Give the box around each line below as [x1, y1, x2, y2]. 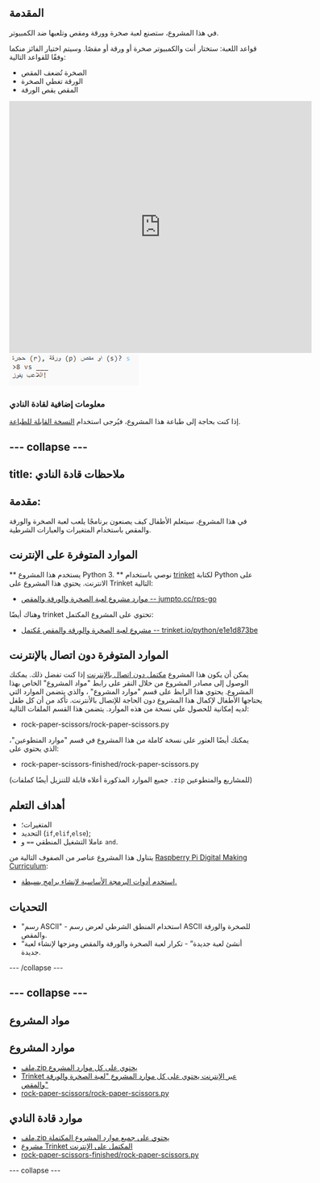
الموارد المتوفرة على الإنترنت [9, 548, 138, 562]
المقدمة [9, 6, 44, 20]
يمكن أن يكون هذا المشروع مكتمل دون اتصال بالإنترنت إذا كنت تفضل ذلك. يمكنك [9, 669, 249, 680]
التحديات [9, 900, 48, 914]
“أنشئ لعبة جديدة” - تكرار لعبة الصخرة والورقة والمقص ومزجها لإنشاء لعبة [20, 939, 243, 948]
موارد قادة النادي [9, 1111, 83, 1125]
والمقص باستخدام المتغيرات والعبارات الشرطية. [9, 524, 152, 535]
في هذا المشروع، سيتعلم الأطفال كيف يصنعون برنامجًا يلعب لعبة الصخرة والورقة [9, 516, 247, 526]
